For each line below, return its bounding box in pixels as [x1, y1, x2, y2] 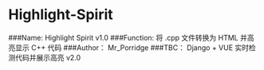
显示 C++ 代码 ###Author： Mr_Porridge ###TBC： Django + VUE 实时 [14, 42, 250, 52]
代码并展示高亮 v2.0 [14, 52, 81, 62]
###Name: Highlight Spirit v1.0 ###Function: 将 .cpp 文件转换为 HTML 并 [8, 33, 247, 42]
